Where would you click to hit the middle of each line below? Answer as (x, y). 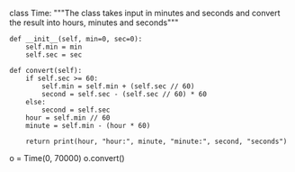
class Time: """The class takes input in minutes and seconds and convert (145, 13)
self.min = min (54, 47)
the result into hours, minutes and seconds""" (94, 23)
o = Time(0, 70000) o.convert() (67, 158)
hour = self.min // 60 (68, 118)
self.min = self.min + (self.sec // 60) (118, 86)
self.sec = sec (54, 55)
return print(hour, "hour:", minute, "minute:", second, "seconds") (156, 141)
